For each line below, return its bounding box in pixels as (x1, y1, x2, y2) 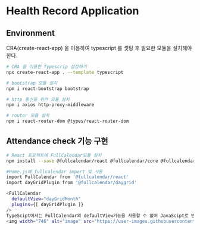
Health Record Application (6, 4, 139, 18)
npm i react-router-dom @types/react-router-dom (6, 118, 129, 125)
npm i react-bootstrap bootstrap (6, 85, 89, 92)
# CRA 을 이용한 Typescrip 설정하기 (6, 64, 87, 70)
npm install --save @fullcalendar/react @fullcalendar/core (6, 158, 159, 164)
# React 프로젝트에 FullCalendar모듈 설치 (6, 152, 102, 158)
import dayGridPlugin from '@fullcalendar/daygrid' (6, 180, 137, 186)
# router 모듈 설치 (6, 113, 49, 119)
